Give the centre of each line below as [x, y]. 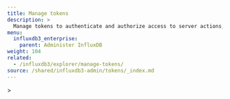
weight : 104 [24, 52]
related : [20, 58]
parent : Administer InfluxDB [61, 45]
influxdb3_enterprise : [46, 39]
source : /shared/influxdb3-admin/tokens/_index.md [81, 70]
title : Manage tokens [38, 13]
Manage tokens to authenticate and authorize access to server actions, [119, 26]
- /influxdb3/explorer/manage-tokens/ [69, 64]
